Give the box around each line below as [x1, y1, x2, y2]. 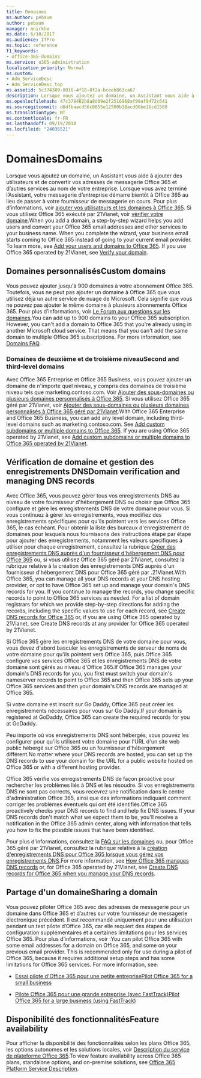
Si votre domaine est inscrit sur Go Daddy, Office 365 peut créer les [6, 700, 174, 707]
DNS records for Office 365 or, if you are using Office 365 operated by [6, 613, 181, 620]
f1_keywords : [6, 48, 39, 54]
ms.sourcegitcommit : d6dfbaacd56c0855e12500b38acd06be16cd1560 [6, 103, 168, 110]
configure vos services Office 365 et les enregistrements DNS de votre [6, 657, 182, 664]
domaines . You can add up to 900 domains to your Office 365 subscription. [6, 314, 191, 321]
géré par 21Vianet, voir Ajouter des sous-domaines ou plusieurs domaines [6, 401, 190, 409]
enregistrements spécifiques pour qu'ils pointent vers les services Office [6, 517, 186, 525]
